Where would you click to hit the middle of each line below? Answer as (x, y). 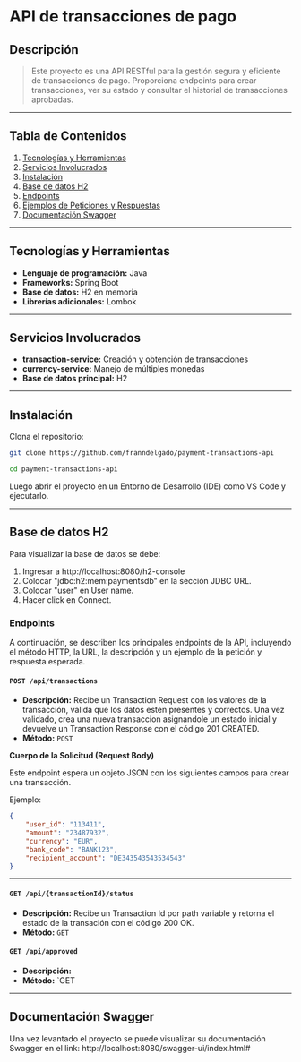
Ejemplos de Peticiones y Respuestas (91, 205)
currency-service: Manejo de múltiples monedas (113, 369)
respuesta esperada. (47, 662)
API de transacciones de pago (123, 17)
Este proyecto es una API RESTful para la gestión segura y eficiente (156, 71)
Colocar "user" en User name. (78, 590)
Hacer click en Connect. (67, 600)
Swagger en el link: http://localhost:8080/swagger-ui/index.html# (130, 1048)
